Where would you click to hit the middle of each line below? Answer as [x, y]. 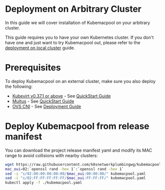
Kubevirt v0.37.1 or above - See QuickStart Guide [61, 96]
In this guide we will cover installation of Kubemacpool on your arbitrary [78, 23]
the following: [19, 86]
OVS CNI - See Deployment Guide [46, 106]
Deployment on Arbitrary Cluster [73, 9]
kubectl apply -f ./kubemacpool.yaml [44, 183]
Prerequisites [33, 68]
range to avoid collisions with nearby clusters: [52, 155]
